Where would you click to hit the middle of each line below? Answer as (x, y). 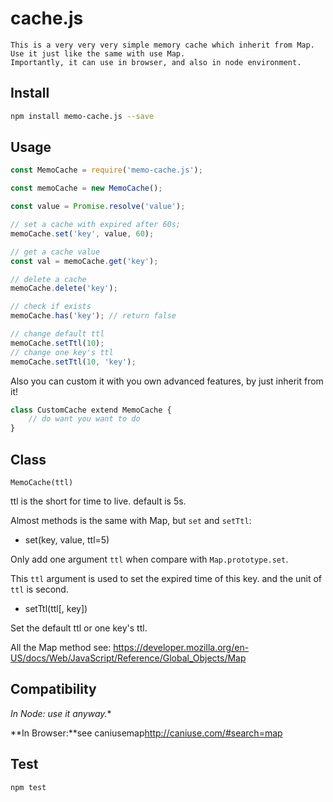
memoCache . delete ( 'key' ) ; (64, 288)
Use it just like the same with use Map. (98, 53)
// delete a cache (48, 279)
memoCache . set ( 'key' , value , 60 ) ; (82, 233)
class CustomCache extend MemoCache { (91, 410)
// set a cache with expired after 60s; (96, 225)
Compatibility (53, 689)
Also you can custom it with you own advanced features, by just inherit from (167, 381)
